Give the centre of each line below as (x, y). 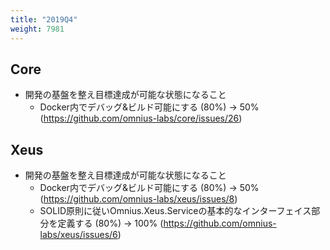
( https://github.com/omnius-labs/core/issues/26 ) (141, 118)
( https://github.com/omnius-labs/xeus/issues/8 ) (138, 199)
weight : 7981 (37, 29)
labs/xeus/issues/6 (78, 235)
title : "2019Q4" (44, 19)
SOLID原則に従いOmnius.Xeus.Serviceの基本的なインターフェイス (175, 211)
